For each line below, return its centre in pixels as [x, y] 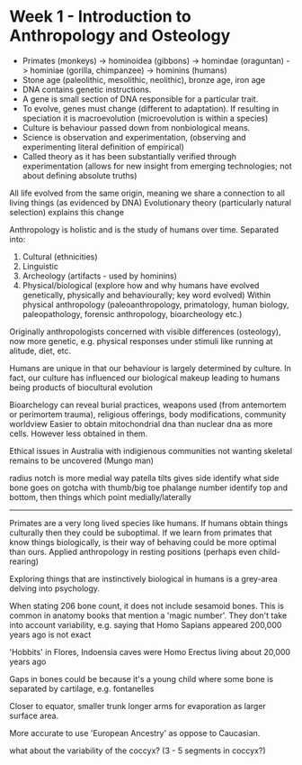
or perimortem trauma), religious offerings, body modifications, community [148, 414]
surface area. [34, 715]
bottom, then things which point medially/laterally [100, 496]
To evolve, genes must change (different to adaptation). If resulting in [151, 108]
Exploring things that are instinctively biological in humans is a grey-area [144, 578]
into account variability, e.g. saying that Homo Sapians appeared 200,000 [146, 624]
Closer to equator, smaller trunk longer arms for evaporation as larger [138, 706]
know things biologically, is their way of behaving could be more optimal [143, 542]
